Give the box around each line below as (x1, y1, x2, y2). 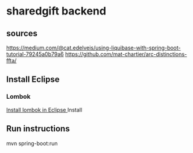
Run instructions (6, 123, 71, 134)
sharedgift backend (6, 4, 107, 18)
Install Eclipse (6, 74, 60, 85)
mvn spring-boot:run (6, 140, 58, 147)
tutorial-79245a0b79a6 (6, 51, 65, 58)
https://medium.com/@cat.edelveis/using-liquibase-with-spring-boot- (6, 44, 181, 51)
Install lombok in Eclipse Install (6, 106, 83, 113)
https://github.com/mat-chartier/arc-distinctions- (65, 51, 188, 58)
